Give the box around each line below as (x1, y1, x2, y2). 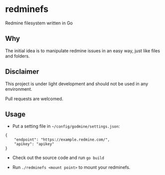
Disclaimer (5, 67, 39, 76)
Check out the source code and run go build (12, 155, 104, 161)
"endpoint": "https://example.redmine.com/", (14, 137, 110, 143)
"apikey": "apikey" (14, 142, 55, 147)
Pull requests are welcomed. (5, 96, 64, 102)
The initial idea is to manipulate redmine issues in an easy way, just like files (5, 47, 161, 53)
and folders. (5, 53, 30, 59)
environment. (5, 86, 32, 92)
